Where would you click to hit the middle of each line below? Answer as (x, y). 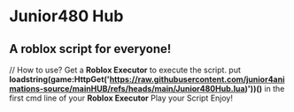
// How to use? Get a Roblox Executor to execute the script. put (125, 70)
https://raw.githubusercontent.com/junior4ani (197, 79)
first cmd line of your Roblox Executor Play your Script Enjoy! (121, 98)
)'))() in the (265, 89)
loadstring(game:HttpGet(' (60, 79)
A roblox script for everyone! (90, 49)
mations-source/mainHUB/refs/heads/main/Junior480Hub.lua (127, 89)
